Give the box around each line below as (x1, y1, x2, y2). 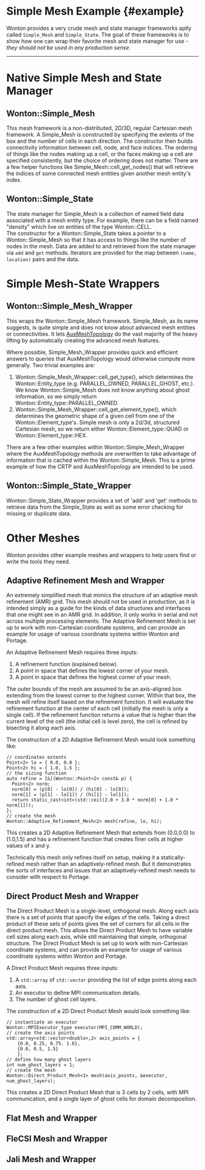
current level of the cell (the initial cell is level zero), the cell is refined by (6, 718, 188, 725)
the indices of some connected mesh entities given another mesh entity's (6, 170, 191, 177)
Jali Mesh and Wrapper (6, 1154, 96, 1165)
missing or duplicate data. (6, 509, 71, 517)
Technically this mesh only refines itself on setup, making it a (6, 854, 160, 861)
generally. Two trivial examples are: (6, 361, 96, 368)
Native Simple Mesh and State (6, 71, 162, 85)
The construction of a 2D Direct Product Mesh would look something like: (6, 1008, 191, 1015)
